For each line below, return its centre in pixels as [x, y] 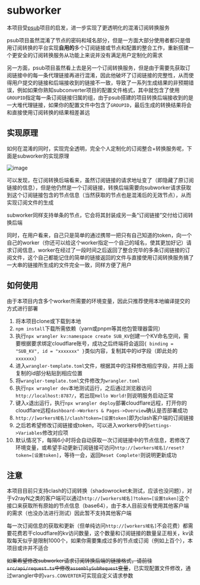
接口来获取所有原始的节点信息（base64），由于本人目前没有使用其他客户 [95, 506]
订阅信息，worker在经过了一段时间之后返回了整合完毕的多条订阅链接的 [98, 250]
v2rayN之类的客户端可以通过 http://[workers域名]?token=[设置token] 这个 [101, 498]
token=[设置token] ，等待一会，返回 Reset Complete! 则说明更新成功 [96, 455]
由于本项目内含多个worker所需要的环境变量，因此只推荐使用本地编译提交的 [99, 301]
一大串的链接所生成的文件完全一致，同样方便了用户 [69, 265]
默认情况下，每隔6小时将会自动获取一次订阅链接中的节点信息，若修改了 [103, 440]
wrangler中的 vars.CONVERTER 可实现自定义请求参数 [72, 575]
